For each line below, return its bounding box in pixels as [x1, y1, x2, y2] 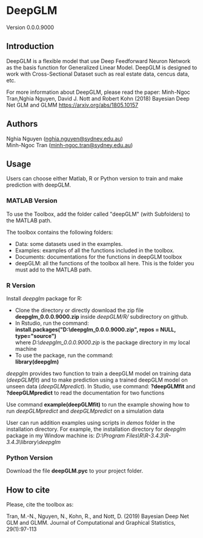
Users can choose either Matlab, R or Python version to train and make [6, 175, 183, 182]
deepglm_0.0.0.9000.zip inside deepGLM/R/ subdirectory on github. [15, 313, 189, 320]
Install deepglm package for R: [6, 294, 83, 302]
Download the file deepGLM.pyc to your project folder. [6, 467, 144, 474]
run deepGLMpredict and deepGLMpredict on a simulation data [6, 407, 164, 414]
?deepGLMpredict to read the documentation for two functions [6, 389, 165, 396]
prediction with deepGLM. [6, 181, 72, 188]
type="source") [15, 332, 56, 339]
